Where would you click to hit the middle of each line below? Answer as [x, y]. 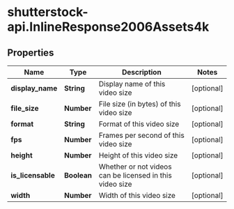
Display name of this [132, 84]
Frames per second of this [141, 135]
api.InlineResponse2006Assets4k [108, 27]
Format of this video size [139, 124]
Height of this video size [138, 155]
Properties [31, 53]
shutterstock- [48, 12]
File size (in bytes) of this [140, 104]
